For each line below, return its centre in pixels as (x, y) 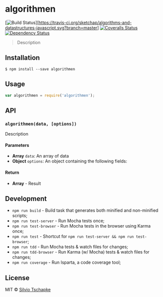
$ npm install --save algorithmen (40, 69)
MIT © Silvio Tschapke (28, 290)
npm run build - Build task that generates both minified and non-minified (85, 210)
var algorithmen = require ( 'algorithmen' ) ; (50, 95)
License (17, 278)
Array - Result (27, 183)
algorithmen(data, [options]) (41, 124)
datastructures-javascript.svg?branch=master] (52, 27)
